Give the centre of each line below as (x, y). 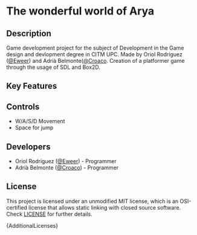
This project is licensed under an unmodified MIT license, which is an (92, 201)
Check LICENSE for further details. (49, 214)
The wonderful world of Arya (80, 11)
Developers (28, 146)
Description (29, 34)
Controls (23, 107)
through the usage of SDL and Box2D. (53, 67)
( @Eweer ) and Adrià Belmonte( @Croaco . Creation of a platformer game (95, 61)
